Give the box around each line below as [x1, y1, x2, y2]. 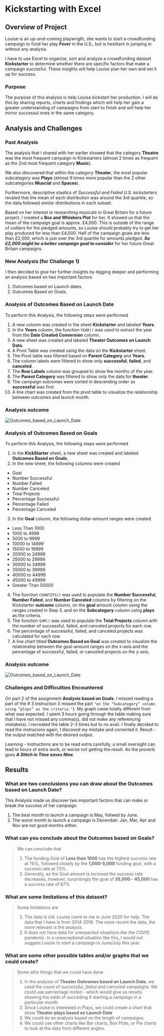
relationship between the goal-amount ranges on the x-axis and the [12, 643, 148, 650]
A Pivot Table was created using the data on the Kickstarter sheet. [12, 348, 147, 353]
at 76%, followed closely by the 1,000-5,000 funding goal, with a [24, 860, 156, 866]
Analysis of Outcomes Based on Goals [5, 430, 98, 436]
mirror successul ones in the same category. [5, 110, 95, 116]
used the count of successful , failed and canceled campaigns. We [24, 984, 158, 990]
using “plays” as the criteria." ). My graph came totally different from [5, 705, 151, 711]
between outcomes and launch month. [12, 394, 90, 400]
